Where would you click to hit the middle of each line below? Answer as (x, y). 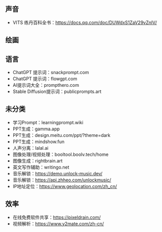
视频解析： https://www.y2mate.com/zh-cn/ (58, 223)
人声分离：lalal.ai (30, 148)
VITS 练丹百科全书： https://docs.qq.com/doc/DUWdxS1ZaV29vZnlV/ (85, 22)
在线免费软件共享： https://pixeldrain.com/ (57, 217)
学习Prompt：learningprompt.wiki (48, 122)
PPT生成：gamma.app (36, 129)
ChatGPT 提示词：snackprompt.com (51, 73)
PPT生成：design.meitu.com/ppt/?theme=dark (61, 135)
